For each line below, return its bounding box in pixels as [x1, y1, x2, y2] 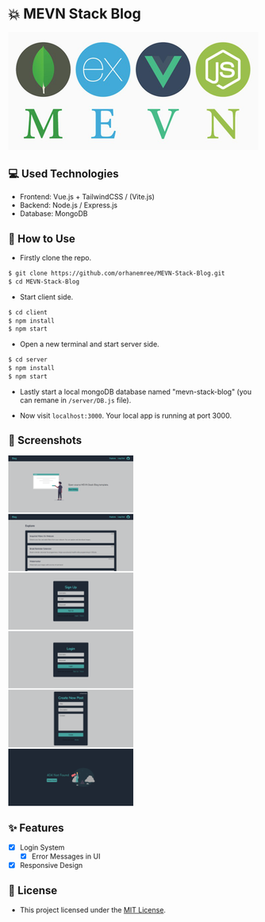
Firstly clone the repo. [19, 253, 92, 262]
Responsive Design [19, 860, 83, 870]
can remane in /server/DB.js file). [19, 395, 132, 405]
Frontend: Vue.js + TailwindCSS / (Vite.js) [19, 192, 155, 202]
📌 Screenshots [8, 434, 83, 447]
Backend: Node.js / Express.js [19, 200, 117, 210]
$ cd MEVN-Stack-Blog [8, 277, 80, 286]
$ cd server [8, 356, 48, 364]
